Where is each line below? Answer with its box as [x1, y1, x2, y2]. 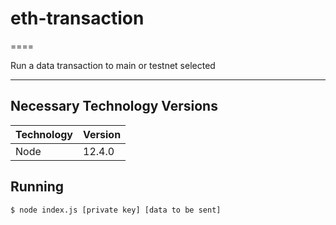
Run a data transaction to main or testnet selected [10, 59, 216, 71]
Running [10, 178, 65, 196]
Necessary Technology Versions [10, 98, 218, 115]
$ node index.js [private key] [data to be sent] [10, 205, 222, 215]
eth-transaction [10, 7, 145, 30]
